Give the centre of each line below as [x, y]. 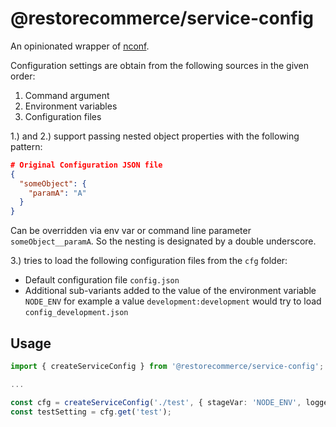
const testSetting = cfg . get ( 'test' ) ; [91, 412]
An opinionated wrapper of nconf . [80, 46]
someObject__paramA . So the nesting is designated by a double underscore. [163, 241]
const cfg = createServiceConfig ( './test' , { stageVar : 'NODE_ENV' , [156, 402]
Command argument [67, 95]
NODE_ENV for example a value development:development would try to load [173, 301]
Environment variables [71, 106]
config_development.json [76, 313]
